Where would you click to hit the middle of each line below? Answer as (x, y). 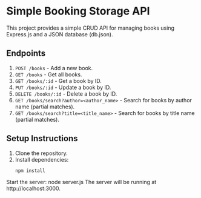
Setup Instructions (42, 138)
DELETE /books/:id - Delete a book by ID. (66, 94)
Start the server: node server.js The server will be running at (81, 182)
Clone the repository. (41, 153)
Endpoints (26, 54)
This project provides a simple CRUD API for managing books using (90, 28)
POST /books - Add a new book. (54, 68)
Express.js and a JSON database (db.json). (60, 34)
